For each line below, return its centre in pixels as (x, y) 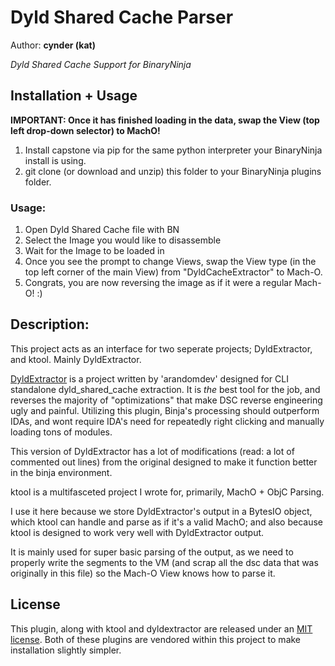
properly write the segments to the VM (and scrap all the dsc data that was (164, 562)
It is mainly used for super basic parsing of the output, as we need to (152, 552)
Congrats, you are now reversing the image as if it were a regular (158, 283)
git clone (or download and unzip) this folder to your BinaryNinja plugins (173, 171)
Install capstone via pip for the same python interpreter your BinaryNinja (173, 150)
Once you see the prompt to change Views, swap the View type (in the (170, 262)
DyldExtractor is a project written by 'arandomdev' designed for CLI (149, 378)
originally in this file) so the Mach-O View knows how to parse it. (143, 573)
